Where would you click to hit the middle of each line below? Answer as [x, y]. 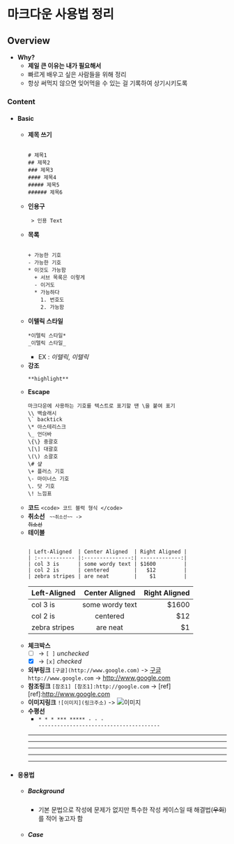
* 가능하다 [47, 293]
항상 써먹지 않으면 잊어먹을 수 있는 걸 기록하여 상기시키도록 [108, 83]
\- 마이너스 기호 [48, 479]
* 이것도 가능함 [47, 270]
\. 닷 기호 [41, 486]
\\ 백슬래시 [42, 414]
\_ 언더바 [40, 435]
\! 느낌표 [40, 494]
